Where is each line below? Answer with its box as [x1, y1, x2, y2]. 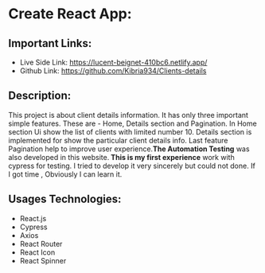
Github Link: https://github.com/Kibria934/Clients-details [19, 66, 207, 76]
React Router [19, 239, 63, 248]
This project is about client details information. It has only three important [8, 110, 249, 119]
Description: [8, 89, 72, 103]
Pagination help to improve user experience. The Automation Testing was [8, 144, 250, 154]
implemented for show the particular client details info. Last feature [8, 135, 228, 145]
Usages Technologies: [8, 193, 122, 206]
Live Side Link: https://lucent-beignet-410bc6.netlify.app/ [19, 57, 208, 67]
